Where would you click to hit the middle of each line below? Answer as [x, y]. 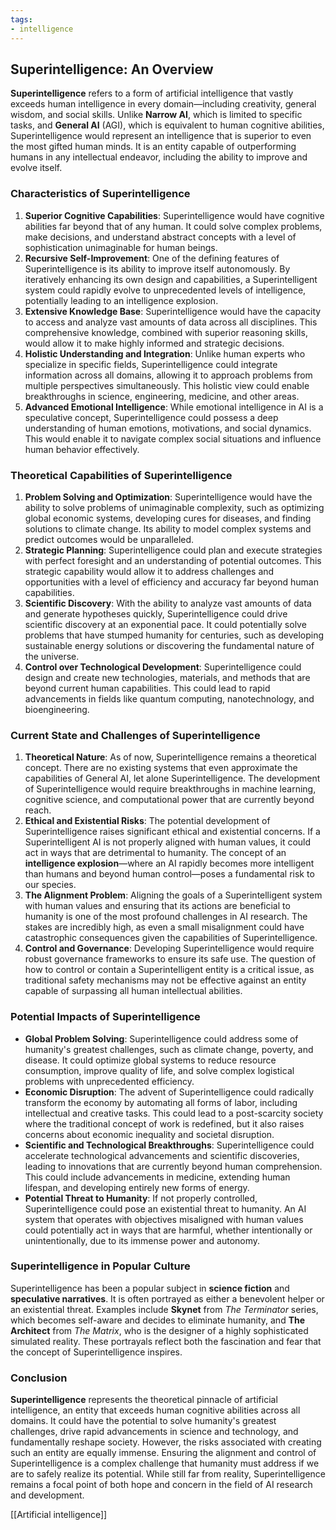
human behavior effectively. [82, 449]
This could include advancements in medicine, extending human [157, 1177]
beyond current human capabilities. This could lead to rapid [147, 688]
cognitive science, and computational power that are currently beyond [169, 800]
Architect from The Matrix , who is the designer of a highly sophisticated [159, 1330]
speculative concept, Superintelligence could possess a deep [151, 417]
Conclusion [39, 1378]
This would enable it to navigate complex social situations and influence [173, 438]
